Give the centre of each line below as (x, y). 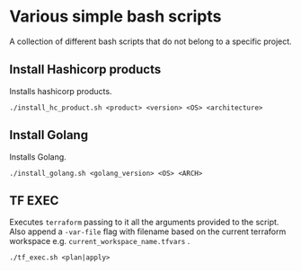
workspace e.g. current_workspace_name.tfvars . (100, 241)
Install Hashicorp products (85, 70)
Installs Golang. (38, 157)
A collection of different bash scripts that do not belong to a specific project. (150, 41)
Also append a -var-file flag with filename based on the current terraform (148, 232)
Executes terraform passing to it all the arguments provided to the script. (144, 223)
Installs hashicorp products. (61, 91)
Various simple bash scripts (115, 17)
